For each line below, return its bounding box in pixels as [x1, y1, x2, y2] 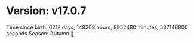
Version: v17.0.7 [6, 4, 87, 18]
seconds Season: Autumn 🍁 [6, 29, 75, 37]
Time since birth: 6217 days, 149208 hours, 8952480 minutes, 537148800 [6, 24, 188, 31]
